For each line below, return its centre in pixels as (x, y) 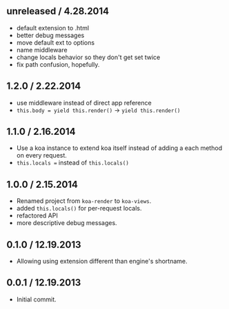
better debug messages (50, 35)
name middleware (42, 50)
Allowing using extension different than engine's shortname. (102, 262)
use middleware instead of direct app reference (84, 103)
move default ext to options (55, 42)
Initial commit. (36, 299)
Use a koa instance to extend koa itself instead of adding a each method (119, 148)
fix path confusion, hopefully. (58, 64)
